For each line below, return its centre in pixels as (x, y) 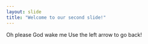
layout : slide (24, 12)
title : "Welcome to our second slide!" (56, 17)
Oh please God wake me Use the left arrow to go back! (74, 34)
